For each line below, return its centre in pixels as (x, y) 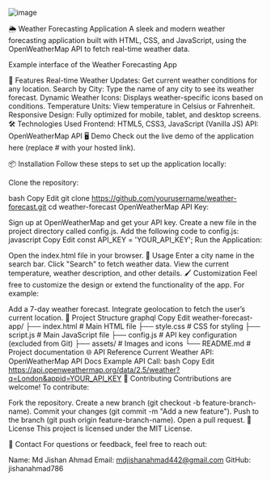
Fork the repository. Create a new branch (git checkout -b (104, 402)
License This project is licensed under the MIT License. (100, 428)
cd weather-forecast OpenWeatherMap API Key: (128, 207)
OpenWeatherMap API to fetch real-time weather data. (99, 49)
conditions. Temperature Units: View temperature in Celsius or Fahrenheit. (132, 106)
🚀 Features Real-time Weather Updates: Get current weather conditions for (133, 80)
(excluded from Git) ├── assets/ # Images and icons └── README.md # (130, 343)
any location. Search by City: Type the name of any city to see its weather (131, 89)
